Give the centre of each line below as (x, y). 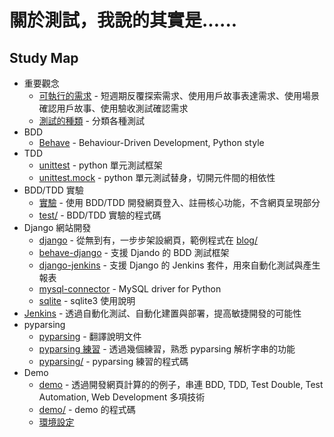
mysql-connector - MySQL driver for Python (130, 289)
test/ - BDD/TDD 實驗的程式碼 (100, 215)
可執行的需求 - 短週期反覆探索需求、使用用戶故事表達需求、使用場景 (179, 95)
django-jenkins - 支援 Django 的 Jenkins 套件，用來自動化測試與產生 (179, 265)
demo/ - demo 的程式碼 (87, 409)
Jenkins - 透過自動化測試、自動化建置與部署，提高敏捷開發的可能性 (162, 313)
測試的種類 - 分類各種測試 (91, 120)
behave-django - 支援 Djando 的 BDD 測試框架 (134, 252)
